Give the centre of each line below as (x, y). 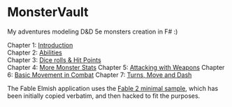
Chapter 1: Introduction (40, 45)
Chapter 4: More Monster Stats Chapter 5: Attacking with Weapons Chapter (116, 67)
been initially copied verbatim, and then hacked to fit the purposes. (104, 96)
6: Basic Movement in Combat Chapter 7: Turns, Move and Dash (100, 75)
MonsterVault (48, 12)
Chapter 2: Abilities (35, 52)
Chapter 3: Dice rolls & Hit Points (54, 59)
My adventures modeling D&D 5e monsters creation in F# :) (93, 31)
